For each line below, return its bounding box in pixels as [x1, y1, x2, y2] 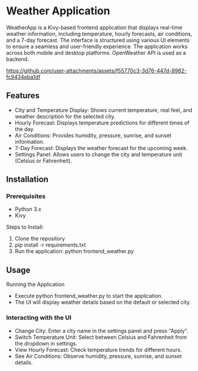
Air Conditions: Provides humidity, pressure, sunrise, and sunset [14, 132, 172, 139]
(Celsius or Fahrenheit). [14, 157, 72, 164]
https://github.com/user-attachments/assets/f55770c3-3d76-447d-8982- [6, 67, 187, 74]
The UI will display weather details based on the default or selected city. [14, 299, 191, 306]
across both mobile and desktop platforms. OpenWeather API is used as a [6, 49, 186, 56]
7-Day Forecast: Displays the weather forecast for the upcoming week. [14, 144, 188, 151]
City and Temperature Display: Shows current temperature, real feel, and [14, 106, 193, 114]
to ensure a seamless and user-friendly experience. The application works [6, 43, 188, 50]
